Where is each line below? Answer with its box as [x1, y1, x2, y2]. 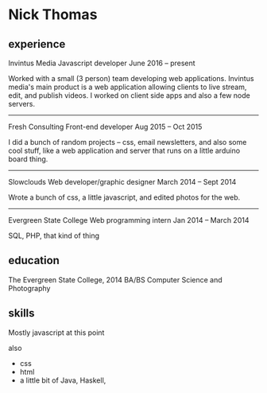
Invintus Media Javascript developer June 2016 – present [8, 58, 196, 68]
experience [8, 37, 66, 51]
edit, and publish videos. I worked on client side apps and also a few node [8, 91, 250, 100]
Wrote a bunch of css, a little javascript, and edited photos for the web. [8, 193, 241, 202]
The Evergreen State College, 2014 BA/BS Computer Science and [8, 274, 222, 284]
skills [8, 306, 35, 320]
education [8, 254, 60, 267]
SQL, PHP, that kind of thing [8, 231, 99, 240]
